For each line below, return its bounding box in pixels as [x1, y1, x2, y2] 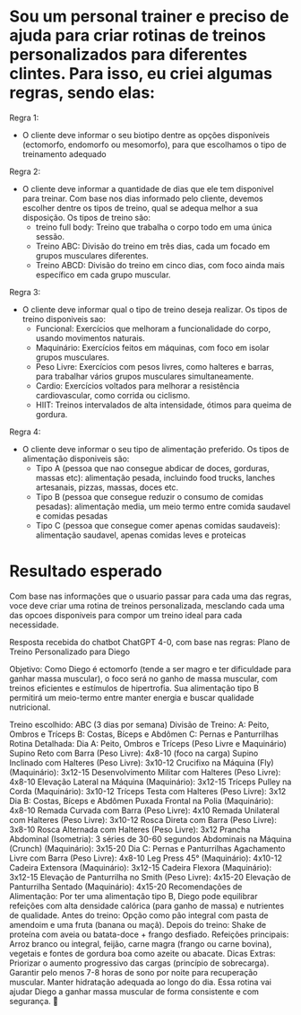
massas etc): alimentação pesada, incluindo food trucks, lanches [35, 472, 276, 483]
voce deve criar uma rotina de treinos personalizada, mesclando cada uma [9, 599, 285, 611]
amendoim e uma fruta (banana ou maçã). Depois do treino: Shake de [9, 919, 267, 930]
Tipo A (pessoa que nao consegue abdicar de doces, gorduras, [35, 462, 271, 473]
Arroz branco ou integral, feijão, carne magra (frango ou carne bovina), [9, 938, 272, 949]
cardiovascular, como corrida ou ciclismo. [35, 389, 191, 400]
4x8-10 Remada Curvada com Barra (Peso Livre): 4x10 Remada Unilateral [9, 805, 280, 816]
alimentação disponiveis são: [21, 453, 130, 464]
